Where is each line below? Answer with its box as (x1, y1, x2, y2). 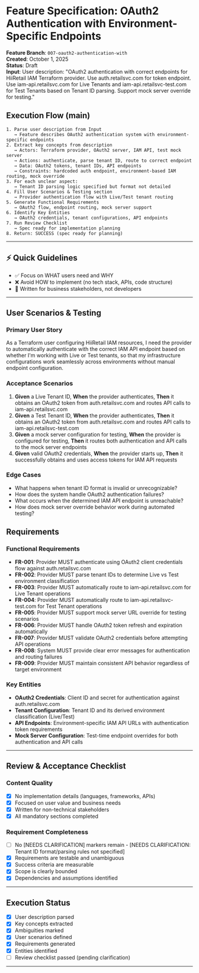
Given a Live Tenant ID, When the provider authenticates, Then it (14, 393, 174, 400)
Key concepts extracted (14, 920, 73, 927)
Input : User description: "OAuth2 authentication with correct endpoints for (6, 68, 188, 75)
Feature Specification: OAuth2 (6, 4, 159, 18)
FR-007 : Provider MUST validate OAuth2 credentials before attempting (14, 634, 188, 641)
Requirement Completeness (6, 828, 89, 836)
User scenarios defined (14, 934, 72, 941)
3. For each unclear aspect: (6, 178, 78, 184)
